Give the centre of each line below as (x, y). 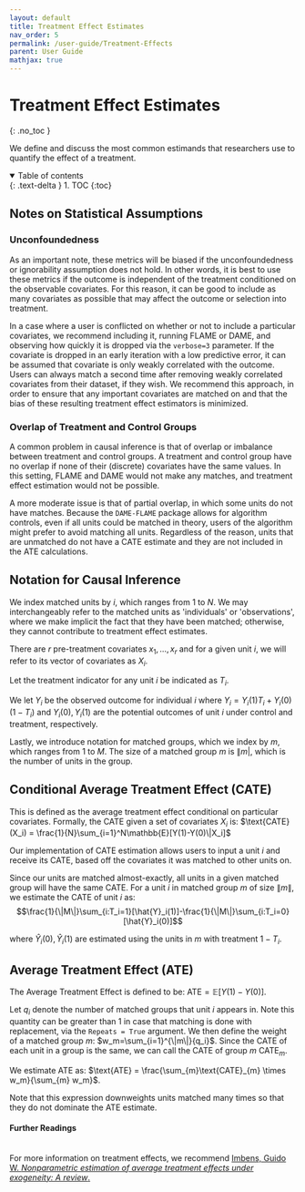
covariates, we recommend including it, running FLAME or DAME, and (140, 335)
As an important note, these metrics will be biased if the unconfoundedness (152, 260)
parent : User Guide (46, 52)
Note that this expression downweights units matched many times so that (147, 1097)
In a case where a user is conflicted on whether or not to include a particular (152, 325)
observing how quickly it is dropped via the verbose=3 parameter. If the (142, 345)
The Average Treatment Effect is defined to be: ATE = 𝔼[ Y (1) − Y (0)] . (138, 992)
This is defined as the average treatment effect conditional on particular (144, 811)
